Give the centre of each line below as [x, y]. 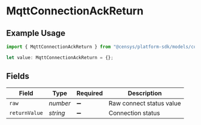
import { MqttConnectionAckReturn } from [59, 47]
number [60, 103]
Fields [18, 76]
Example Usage [36, 33]
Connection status [134, 113]
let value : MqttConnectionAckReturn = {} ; [60, 57]
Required [90, 93]
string [57, 113]
